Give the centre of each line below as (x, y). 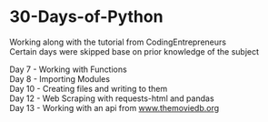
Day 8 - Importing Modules (60, 78)
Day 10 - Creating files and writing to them (89, 88)
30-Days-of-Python (86, 17)
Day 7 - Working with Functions (68, 69)
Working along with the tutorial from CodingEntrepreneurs (118, 42)
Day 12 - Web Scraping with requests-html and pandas (112, 98)
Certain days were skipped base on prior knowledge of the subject (134, 51)
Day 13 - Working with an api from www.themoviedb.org (114, 107)
